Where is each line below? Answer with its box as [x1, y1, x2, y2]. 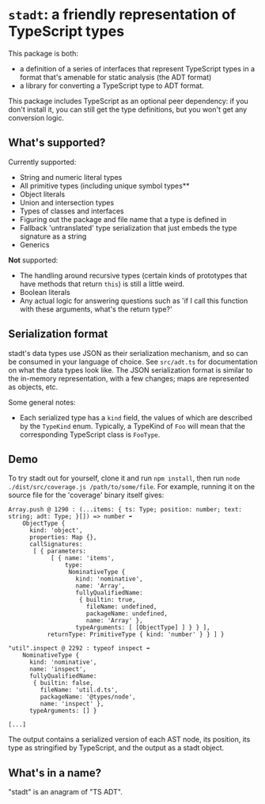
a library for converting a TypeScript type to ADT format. [19, 81, 204, 90]
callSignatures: [28, 541, 83, 549]
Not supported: [8, 255, 59, 265]
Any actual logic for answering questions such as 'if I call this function [19, 296, 248, 305]
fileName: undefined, [85, 603, 157, 611]
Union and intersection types [19, 197, 115, 207]
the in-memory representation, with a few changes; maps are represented [8, 373, 249, 383]
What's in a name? [8, 766, 102, 779]
